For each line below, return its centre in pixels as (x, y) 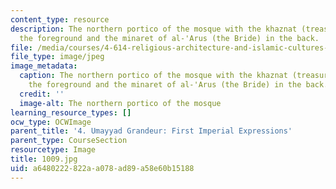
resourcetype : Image (53, 150)
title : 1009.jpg (44, 159)
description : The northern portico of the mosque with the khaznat (154, 29)
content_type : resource (60, 19)
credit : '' (42, 94)
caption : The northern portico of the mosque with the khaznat (153, 76)
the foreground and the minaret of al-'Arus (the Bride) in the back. (169, 38)
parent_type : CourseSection (69, 141)
